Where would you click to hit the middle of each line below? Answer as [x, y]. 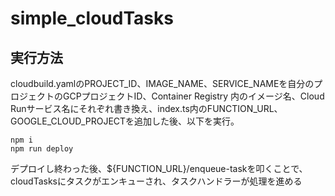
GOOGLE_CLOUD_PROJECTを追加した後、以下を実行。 [125, 121]
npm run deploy [42, 149]
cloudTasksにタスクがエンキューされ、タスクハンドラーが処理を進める [156, 181]
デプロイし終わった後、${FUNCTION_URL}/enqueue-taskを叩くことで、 [159, 168]
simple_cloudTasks [92, 18]
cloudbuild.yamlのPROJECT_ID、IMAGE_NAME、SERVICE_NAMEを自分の [162, 83]
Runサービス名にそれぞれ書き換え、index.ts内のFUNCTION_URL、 [146, 108]
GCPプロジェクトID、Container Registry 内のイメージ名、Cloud [193, 96]
